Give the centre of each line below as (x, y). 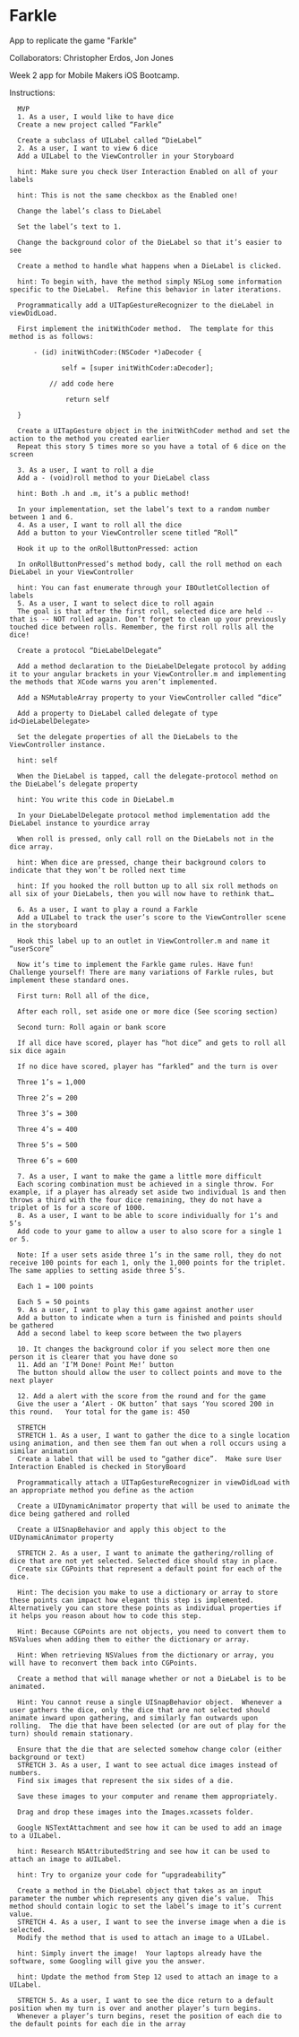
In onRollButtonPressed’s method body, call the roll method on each (149, 564)
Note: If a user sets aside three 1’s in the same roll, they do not (149, 1255)
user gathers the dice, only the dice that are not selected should (140, 1710)
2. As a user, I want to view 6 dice (88, 148)
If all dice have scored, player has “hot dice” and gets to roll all (152, 1043)
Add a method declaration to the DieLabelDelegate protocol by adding (152, 666)
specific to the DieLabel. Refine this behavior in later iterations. (145, 289)
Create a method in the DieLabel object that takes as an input (140, 1890)
